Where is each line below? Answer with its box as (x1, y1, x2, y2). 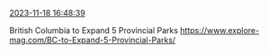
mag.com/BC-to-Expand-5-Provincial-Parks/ (9, 35, 176, 45)
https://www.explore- (179, 25, 260, 35)
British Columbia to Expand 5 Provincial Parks (9, 25, 178, 35)
